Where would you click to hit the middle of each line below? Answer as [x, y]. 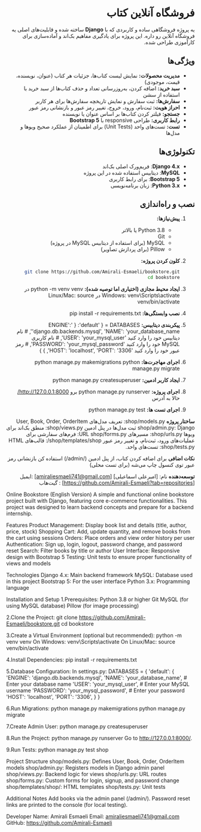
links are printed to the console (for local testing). [67, 805]
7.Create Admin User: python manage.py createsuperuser [77, 726]
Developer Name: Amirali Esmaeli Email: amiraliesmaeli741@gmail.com [93, 816]
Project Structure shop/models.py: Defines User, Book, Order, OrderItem [95, 761]
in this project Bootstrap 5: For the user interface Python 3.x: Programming [98, 581]
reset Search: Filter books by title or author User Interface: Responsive [93, 551]
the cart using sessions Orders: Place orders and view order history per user [100, 538]
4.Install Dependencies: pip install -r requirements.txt [72, 660]
